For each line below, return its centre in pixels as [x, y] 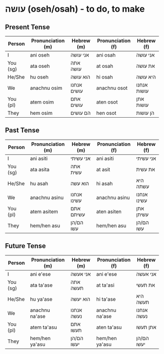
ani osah [106, 55]
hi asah [104, 183]
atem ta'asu [43, 327]
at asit [103, 169]
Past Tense [22, 130]
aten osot [107, 102]
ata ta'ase [41, 285]
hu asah [39, 183]
